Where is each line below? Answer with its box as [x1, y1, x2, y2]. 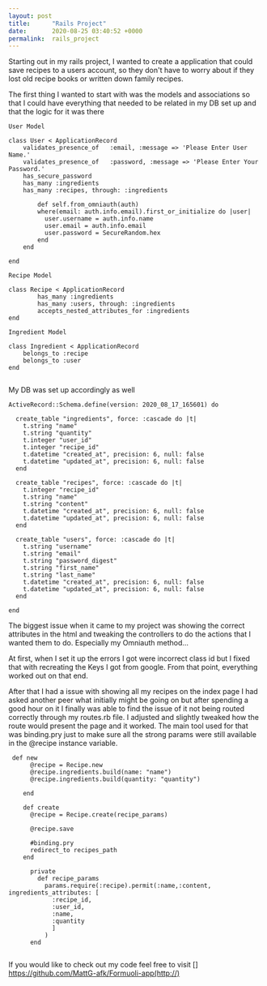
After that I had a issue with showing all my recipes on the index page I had [8, 687, 259, 697]
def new [11, 754, 38, 762]
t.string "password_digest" [23, 557, 117, 565]
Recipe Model [8, 272, 53, 280]
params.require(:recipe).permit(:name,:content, [44, 881, 212, 890]
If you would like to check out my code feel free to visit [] [8, 960, 198, 970]
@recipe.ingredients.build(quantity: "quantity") [29, 775, 201, 783]
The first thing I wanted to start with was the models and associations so [8, 90, 251, 100]
